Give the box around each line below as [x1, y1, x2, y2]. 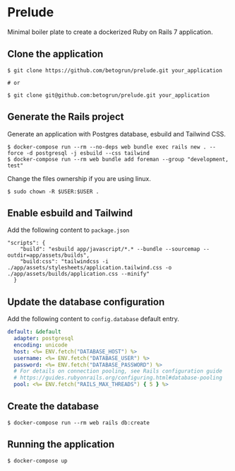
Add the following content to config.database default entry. [7, 315, 180, 323]
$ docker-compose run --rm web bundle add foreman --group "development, [7, 156, 229, 163]
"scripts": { [7, 240, 46, 247]
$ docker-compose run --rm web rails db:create [7, 419, 150, 426]
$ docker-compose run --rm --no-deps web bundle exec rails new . [7, 143, 207, 151]
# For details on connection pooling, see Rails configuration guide [13, 368, 222, 375]
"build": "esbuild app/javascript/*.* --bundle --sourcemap [20, 245, 200, 253]
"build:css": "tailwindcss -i [20, 258, 109, 265]
